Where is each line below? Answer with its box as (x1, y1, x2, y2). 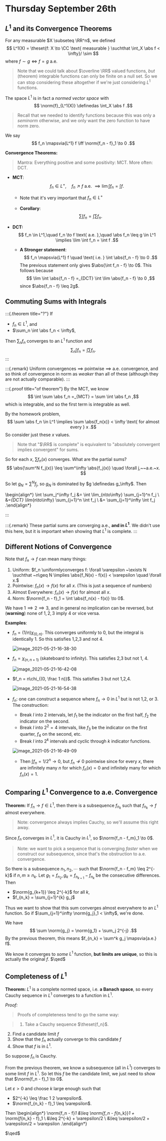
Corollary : (19, 206, 41, 212)
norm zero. (17, 123, 40, 129)
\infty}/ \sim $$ (67, 51, 99, 56)
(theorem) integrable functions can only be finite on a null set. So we (17, 73, 158, 79)
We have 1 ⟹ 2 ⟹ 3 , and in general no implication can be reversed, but (5, 605, 154, 611)
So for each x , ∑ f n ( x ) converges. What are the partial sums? (5, 456, 127, 463)
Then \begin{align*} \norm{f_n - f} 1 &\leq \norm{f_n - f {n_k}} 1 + (5, 1110, 135, 1116)
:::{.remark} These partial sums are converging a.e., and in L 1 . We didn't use (5, 521, 160, 528)
